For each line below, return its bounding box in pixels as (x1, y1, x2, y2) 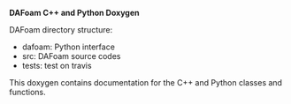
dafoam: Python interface (21, 41, 115, 52)
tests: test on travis (21, 61, 92, 71)
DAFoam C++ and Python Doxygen (9, 8, 140, 18)
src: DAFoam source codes (21, 51, 121, 61)
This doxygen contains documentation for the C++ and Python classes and (9, 78, 283, 87)
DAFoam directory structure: (9, 25, 113, 34)
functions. (9, 87, 46, 97)
